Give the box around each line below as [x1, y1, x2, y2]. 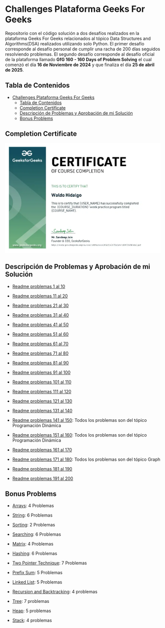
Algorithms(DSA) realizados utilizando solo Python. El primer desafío [5, 40, 144, 46]
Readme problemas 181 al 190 [12, 466, 72, 472]
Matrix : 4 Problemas [12, 541, 54, 547]
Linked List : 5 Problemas [12, 579, 63, 585]
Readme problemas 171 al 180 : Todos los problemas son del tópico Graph [12, 456, 161, 462]
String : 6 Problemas [12, 512, 53, 518]
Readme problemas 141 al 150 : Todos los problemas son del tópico [12, 417, 147, 423]
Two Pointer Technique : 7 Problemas [12, 560, 87, 566]
